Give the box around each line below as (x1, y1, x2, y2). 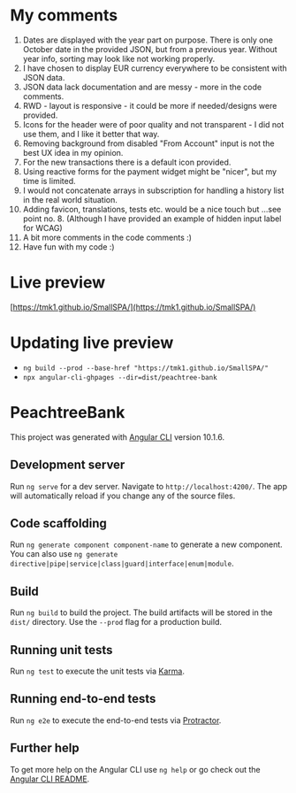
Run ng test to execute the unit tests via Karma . (10, 666, 185, 676)
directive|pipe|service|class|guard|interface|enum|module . (10, 558, 234, 569)
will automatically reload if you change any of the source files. (10, 490, 236, 501)
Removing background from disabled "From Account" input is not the (22, 138, 275, 149)
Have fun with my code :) (22, 241, 115, 252)
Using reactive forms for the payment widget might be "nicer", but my (22, 166, 277, 177)
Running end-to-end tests (10, 691, 156, 706)
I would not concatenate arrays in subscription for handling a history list (22, 185, 285, 196)
